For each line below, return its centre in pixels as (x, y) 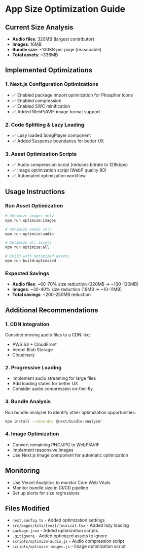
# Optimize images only (30, 216)
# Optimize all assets (28, 243)
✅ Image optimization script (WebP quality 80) (59, 170)
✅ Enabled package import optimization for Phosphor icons (72, 95)
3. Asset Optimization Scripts (41, 154)
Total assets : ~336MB (35, 55)
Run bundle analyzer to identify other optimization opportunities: (71, 412)
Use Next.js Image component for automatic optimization (70, 455)
